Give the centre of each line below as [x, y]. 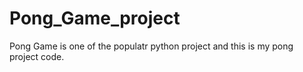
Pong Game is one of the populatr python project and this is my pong [151, 46]
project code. [37, 56]
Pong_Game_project [95, 18]
